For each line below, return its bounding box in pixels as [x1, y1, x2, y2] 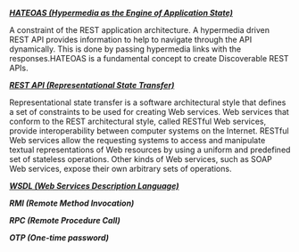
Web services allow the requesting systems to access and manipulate [9, 135, 266, 145]
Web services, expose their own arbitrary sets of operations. [9, 164, 232, 174]
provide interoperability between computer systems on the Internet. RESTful [9, 126, 289, 136]
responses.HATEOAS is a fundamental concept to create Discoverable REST [9, 53, 289, 63]
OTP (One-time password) [9, 232, 110, 243]
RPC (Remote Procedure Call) [9, 215, 120, 225]
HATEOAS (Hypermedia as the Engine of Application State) [9, 8, 234, 18]
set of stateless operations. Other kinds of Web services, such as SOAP [9, 154, 272, 164]
